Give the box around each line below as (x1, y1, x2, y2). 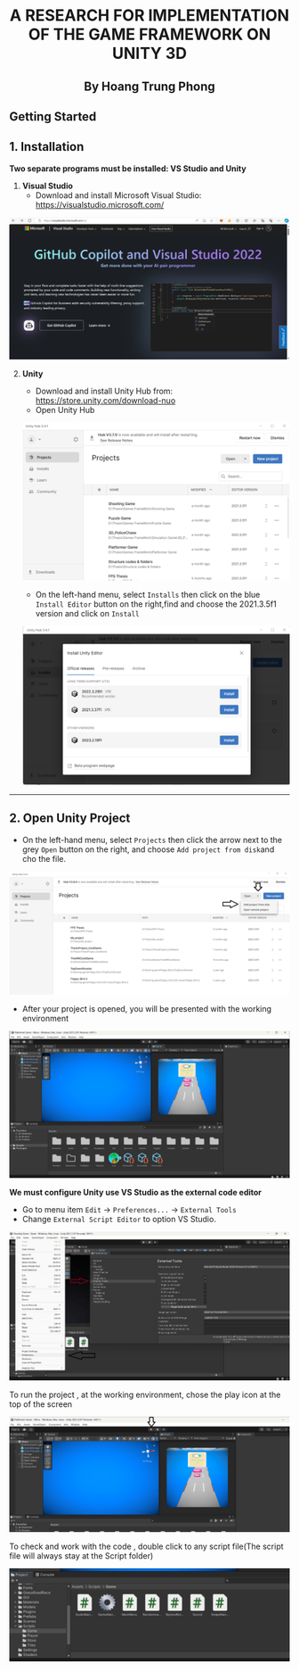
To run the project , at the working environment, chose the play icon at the (9, 1389, 281, 1401)
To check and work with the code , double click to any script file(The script (9, 1541, 284, 1552)
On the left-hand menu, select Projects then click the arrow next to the (21, 834, 283, 845)
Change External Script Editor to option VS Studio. (21, 1213, 216, 1224)
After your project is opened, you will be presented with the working (21, 1004, 272, 1014)
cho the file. (21, 853, 67, 864)
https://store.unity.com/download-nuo (35, 395, 176, 406)
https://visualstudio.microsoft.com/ (35, 199, 165, 210)
